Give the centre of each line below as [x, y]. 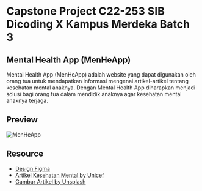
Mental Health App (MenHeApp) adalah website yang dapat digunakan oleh [101, 74]
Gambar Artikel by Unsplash [50, 181]
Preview [22, 120]
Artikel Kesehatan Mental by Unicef [60, 175]
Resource [25, 154]
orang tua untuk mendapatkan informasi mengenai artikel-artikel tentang [98, 81]
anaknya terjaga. [27, 100]
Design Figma [33, 168]
